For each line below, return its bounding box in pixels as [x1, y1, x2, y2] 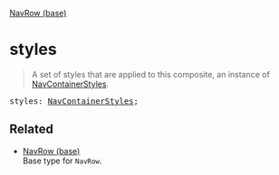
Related [9, 122, 54, 137]
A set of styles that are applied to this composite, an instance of [31, 69, 270, 79]
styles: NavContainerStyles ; [9, 96, 139, 106]
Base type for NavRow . [22, 155, 102, 166]
